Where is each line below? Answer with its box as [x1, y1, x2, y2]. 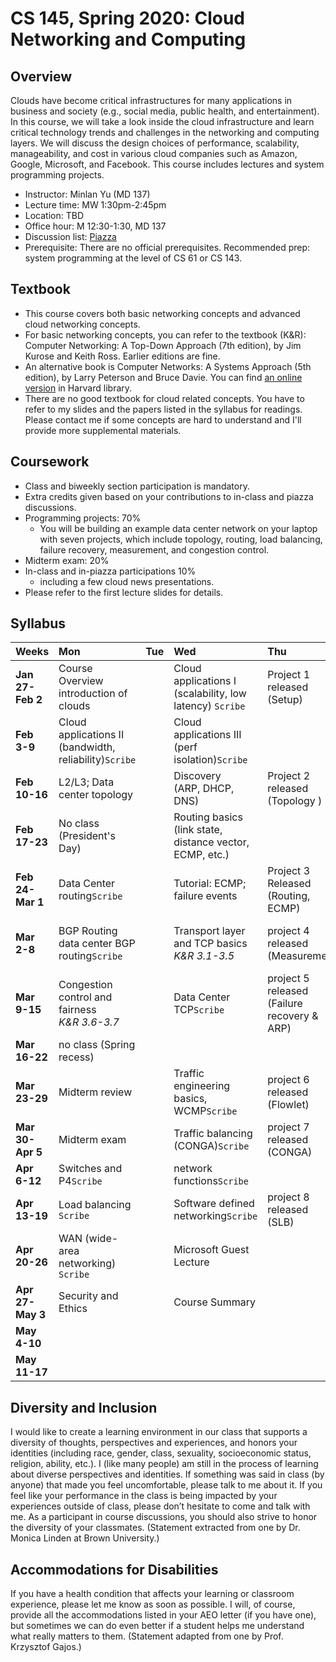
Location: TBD [24, 210, 85, 221]
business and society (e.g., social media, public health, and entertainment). [10, 105, 320, 117]
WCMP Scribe [173, 1104, 238, 1118]
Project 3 [267, 864, 311, 878]
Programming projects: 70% [24, 512, 142, 524]
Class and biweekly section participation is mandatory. [24, 480, 250, 492]
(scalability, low [173, 687, 247, 701]
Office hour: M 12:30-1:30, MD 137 [24, 220, 167, 232]
